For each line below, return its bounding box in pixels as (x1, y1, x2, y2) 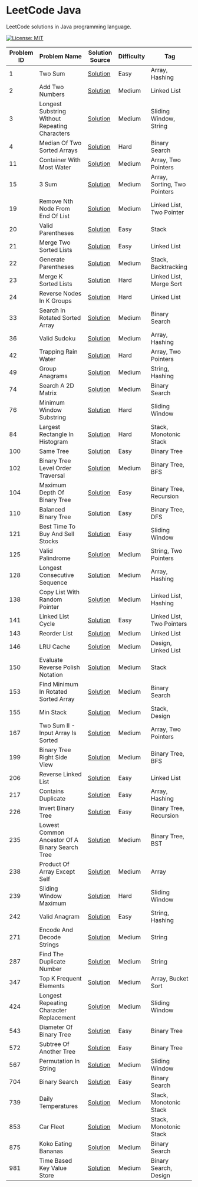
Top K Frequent (39, 974, 82, 982)
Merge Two (39, 238, 71, 247)
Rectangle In (39, 430, 74, 438)
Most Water (39, 163, 72, 171)
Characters (39, 129, 70, 137)
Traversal (39, 471, 65, 480)
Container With (39, 156, 81, 164)
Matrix (39, 389, 57, 397)
